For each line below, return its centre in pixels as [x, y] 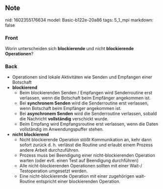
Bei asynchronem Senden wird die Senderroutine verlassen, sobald [88, 114]
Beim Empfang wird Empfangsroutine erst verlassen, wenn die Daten [89, 124]
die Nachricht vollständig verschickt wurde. [64, 119]
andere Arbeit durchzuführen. [49, 150]
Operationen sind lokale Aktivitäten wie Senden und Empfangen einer [82, 77]
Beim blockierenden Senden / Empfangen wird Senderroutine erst [86, 93]
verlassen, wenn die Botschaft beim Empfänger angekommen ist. [85, 98]
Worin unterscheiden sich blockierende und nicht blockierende [70, 49]
